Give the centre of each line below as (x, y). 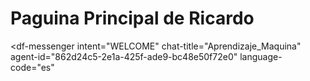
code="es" (32, 67)
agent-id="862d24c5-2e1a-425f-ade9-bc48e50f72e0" (124, 56)
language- (261, 56)
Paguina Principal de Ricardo (132, 18)
